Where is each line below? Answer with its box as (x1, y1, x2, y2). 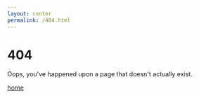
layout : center (7, 10, 52, 17)
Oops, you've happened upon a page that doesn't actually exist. (7, 70, 193, 78)
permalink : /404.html (7, 17, 71, 24)
